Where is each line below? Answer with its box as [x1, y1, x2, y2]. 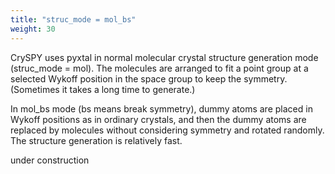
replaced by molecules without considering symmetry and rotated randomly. [10, 124, 325, 136]
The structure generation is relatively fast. [10, 134, 183, 146]
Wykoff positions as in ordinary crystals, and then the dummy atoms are [10, 113, 307, 125]
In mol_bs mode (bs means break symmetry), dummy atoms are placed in [10, 102, 313, 115]
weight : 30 [10, 24, 56, 34]
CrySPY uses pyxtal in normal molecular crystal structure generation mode [10, 51, 319, 63]
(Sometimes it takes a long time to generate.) [10, 83, 196, 95]
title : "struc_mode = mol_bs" [10, 14, 137, 25]
